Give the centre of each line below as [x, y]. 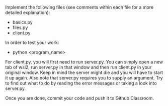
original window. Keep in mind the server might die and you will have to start [84, 72]
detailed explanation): [28, 12]
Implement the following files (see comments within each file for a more [79, 7]
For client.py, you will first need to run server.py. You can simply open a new [84, 62]
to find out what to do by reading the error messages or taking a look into [81, 83]
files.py [20, 27]
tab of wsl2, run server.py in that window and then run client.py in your [78, 67]
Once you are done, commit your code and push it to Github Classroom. [80, 98]
